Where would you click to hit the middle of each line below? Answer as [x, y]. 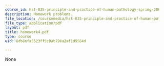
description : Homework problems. [39, 14]
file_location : [20, 18]
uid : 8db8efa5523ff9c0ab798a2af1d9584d [46, 41]
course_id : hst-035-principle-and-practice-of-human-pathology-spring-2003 [84, 9]
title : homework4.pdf [27, 32]
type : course [18, 37]
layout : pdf [17, 28]
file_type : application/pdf [34, 23]
